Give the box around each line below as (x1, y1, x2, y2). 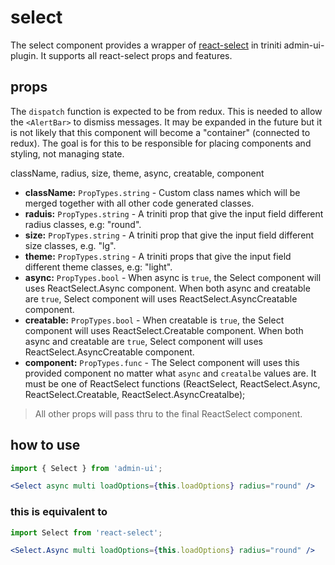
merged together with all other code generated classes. (24, 197, 255, 209)
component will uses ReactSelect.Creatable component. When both (24, 324, 304, 336)
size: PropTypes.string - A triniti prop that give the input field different (24, 229, 315, 241)
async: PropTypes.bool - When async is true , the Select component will (24, 271, 322, 283)
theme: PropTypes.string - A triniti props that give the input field (24, 250, 292, 262)
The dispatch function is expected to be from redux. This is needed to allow (10, 105, 323, 117)
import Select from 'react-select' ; (10, 527, 163, 538)
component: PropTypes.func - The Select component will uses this (24, 356, 300, 368)
